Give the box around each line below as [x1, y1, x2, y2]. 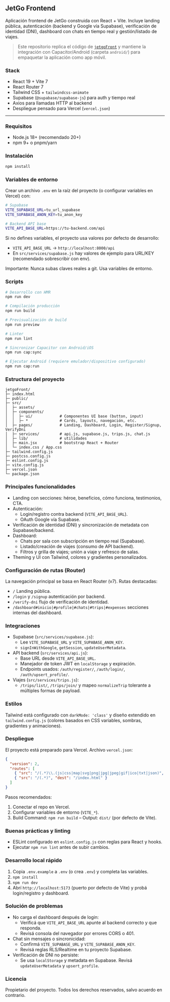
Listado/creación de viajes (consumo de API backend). [20, 543, 135, 549]
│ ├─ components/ [5, 409, 44, 415]
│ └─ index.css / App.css [5, 445, 62, 450]
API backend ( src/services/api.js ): [12, 650, 89, 656]
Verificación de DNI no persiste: [12, 952, 79, 958]
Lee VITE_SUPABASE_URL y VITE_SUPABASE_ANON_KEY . [20, 639, 124, 646]
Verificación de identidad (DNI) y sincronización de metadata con [12, 522, 149, 528]
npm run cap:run [5, 364, 39, 369]
